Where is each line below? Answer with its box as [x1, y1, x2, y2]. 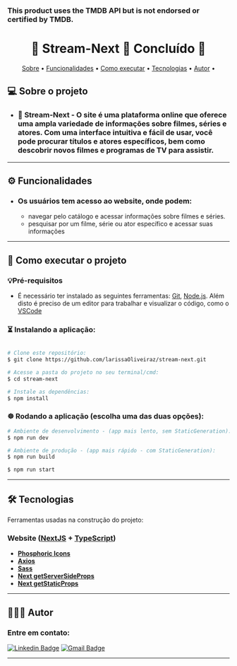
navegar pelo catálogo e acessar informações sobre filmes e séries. [28, 212, 226, 221]
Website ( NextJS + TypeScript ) [7, 533, 116, 543]
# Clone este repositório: [7, 349, 87, 357]
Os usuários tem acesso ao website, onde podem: [17, 196, 193, 206]
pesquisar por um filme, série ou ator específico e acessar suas [28, 220, 213, 228]
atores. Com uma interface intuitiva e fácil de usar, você [17, 128, 213, 138]
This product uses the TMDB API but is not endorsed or [7, 6, 200, 16]
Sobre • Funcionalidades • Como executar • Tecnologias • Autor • [21, 64, 216, 72]
